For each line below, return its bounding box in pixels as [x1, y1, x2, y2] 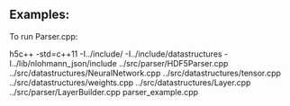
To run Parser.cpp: [9, 31, 78, 41]
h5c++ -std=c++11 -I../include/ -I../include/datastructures [9, 49, 222, 59]
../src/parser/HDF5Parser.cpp [118, 57, 229, 68]
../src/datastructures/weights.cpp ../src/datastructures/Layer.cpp [9, 76, 251, 88]
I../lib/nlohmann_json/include [9, 57, 117, 68]
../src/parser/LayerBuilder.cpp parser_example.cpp [9, 86, 199, 97]
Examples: [9, 7, 70, 22]
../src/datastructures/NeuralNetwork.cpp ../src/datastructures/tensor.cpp [9, 67, 282, 78]
